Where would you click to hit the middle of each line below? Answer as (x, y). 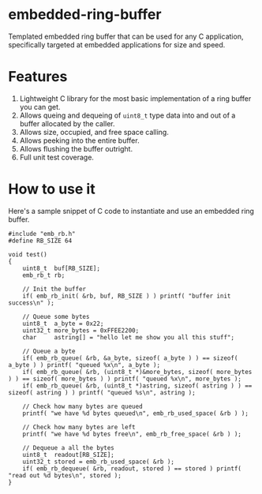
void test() (28, 254)
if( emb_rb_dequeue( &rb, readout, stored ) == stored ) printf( (132, 468)
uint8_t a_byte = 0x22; (63, 324)
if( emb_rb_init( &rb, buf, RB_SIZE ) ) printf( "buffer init (127, 296)
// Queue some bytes (56, 316)
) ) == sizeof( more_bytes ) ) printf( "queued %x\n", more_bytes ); (125, 379)
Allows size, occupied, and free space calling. (94, 132)
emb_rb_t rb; (44, 275)
